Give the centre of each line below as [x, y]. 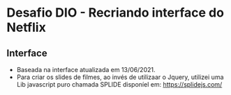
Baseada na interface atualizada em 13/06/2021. [86, 70]
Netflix [26, 27]
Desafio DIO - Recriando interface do [115, 13]
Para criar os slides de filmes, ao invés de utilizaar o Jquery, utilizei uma [120, 77]
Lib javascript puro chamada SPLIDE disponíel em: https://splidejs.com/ [119, 84]
